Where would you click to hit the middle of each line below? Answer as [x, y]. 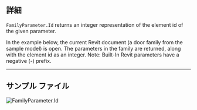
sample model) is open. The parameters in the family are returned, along [94, 48]
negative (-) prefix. [29, 61]
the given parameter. [31, 31]
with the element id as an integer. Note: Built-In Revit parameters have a [93, 55]
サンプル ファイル [38, 86]
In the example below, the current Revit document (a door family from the [94, 42]
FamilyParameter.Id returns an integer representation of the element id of [95, 24]
